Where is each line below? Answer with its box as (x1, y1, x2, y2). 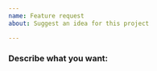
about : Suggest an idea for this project (8, 19, 150, 27)
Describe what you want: (8, 53, 109, 65)
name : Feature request (8, 11, 85, 20)
